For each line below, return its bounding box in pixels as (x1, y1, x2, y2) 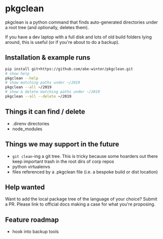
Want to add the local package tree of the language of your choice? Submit (5, 196, 158, 202)
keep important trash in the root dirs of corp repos (12, 158, 114, 164)
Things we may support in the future (5, 140, 120, 149)
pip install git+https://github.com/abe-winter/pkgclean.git (5, 66, 133, 71)
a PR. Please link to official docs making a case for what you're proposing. (5, 201, 156, 207)
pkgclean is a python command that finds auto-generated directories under (5, 19, 158, 25)
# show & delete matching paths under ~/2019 (5, 90, 100, 94)
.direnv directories (12, 120, 50, 126)
